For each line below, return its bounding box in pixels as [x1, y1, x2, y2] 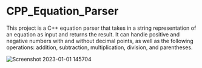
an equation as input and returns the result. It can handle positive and [6, 30, 180, 38]
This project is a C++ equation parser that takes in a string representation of [6, 24, 197, 32]
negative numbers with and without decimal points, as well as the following [6, 37, 194, 44]
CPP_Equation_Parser [6, 4, 119, 18]
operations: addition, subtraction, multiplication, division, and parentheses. [6, 44, 193, 51]
